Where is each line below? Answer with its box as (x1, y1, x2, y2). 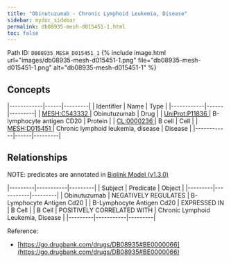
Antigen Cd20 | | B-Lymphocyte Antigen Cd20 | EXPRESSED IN (44, 198, 224, 207)
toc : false (7, 29, 39, 37)
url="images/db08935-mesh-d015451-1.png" (7, 56, 137, 65)
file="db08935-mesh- (137, 56, 201, 65)
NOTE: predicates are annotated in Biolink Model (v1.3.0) (7, 170, 169, 178)
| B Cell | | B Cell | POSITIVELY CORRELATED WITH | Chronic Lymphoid (7, 206, 210, 214)
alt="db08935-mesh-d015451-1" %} (53, 63, 157, 72)
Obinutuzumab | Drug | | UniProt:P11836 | (93, 109, 212, 118)
